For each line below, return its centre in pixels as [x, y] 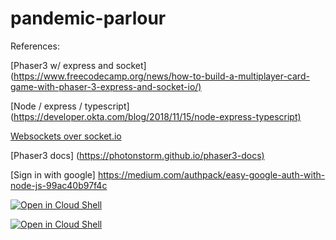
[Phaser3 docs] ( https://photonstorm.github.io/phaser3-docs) [137, 155]
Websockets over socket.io [66, 136]
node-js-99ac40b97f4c [59, 185]
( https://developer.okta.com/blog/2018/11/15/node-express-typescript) [156, 116]
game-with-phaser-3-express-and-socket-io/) [106, 86]
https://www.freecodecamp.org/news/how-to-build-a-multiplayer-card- [161, 76]
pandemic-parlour [88, 18]
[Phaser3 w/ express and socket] [78, 65]
